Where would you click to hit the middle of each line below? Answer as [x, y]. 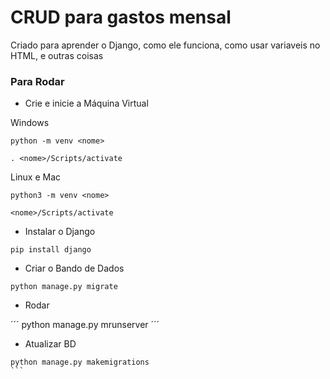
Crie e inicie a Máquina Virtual [86, 103]
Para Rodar [37, 81]
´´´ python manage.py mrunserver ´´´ [85, 325]
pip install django [51, 250]
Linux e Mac [36, 177]
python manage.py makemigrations [80, 362]
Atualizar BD [50, 344]
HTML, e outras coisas [57, 55]
